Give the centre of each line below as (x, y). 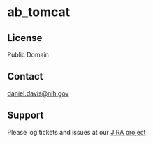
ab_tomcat (39, 12)
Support (25, 115)
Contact (25, 76)
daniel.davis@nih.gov (38, 93)
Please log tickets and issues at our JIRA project (76, 132)
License (25, 38)
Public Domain (28, 54)
